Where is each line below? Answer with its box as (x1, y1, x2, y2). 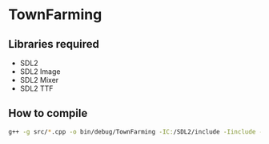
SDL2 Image (19, 67, 61, 76)
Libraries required (8, 37, 100, 51)
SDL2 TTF (19, 84, 54, 93)
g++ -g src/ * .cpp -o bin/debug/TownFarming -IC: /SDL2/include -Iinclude (8, 127, 256, 136)
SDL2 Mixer (19, 76, 59, 84)
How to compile (8, 107, 88, 120)
